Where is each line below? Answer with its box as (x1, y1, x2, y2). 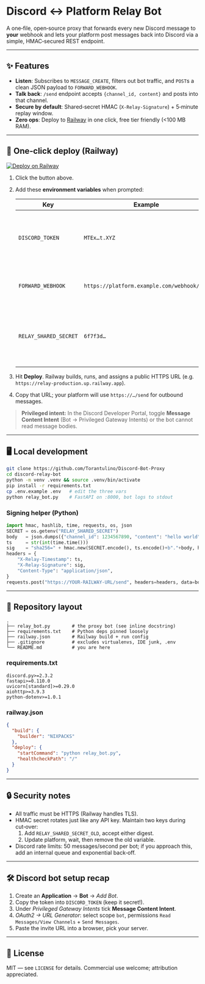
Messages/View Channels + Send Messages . (15, 918, 120, 925)
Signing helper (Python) (6, 508, 79, 517)
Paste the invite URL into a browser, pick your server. (15, 925, 148, 932)
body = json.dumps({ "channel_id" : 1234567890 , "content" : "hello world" (6, 534, 201, 540)
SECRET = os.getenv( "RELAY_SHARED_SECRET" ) (6, 528, 119, 534)
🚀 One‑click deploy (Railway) (6, 146, 119, 156)
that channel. (15, 96, 49, 104)
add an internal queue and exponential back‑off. (15, 848, 136, 856)
